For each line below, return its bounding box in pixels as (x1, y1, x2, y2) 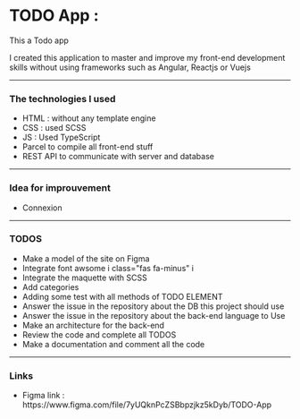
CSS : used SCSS (21, 123, 87, 133)
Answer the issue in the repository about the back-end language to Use (21, 310, 286, 321)
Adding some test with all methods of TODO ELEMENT (21, 291, 223, 302)
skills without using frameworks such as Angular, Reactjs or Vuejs (9, 62, 252, 73)
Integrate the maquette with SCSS (21, 272, 147, 283)
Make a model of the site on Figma (21, 252, 150, 264)
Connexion (21, 202, 62, 213)
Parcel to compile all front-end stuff (21, 141, 154, 152)
